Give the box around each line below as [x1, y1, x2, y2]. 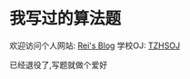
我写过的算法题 [9, 8, 122, 29]
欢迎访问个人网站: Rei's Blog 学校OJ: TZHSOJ [9, 40, 180, 51]
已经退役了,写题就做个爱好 [9, 59, 108, 70]
